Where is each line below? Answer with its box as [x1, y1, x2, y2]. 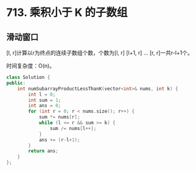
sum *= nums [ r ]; [38, 114, 80, 120]
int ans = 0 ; [28, 103, 61, 109]
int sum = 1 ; [28, 97, 61, 103]
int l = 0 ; [28, 91, 56, 98]
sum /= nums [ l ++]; [49, 125, 97, 131]
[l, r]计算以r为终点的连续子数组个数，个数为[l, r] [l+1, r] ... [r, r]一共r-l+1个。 [6, 49, 194, 56]
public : [6, 80, 26, 86]
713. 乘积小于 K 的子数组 [6, 5, 128, 20]
